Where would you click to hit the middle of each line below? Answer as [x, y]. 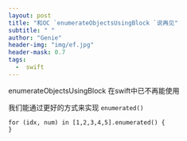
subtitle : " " [32, 30]
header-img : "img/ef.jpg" [51, 45]
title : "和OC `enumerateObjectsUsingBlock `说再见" [93, 23]
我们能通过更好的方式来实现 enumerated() [76, 107]
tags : [17, 60]
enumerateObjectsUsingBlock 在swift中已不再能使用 [94, 90]
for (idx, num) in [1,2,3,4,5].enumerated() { [87, 122]
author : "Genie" [35, 38]
